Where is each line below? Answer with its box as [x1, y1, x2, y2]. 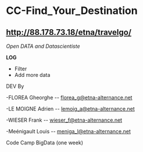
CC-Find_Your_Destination [6, 4, 138, 17]
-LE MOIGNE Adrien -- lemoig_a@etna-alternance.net [6, 105, 135, 112]
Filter [14, 65, 27, 72]
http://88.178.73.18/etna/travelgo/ [6, 27, 132, 37]
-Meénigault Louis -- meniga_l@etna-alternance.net [6, 128, 131, 135]
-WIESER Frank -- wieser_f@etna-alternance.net [6, 116, 123, 123]
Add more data [14, 72, 51, 78]
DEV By [6, 83, 24, 90]
